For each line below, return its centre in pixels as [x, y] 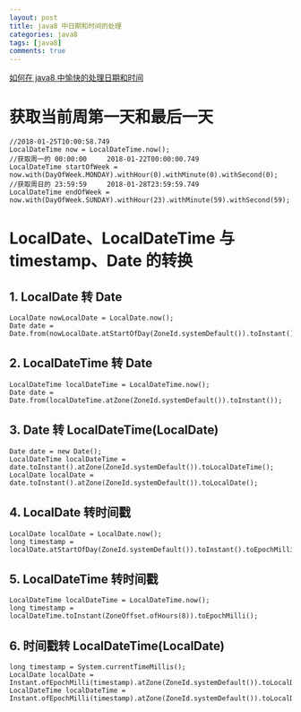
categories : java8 [43, 34]
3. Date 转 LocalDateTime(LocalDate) [114, 431]
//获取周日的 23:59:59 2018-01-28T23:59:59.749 [104, 185]
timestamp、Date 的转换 [101, 261]
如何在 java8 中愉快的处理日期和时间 [77, 78]
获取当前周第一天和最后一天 [112, 117]
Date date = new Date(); [56, 451]
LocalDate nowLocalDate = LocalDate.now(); [92, 318]
